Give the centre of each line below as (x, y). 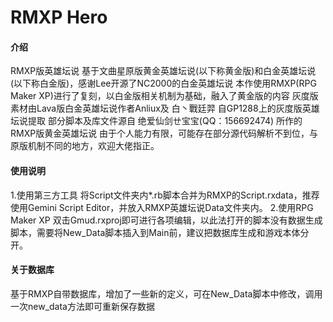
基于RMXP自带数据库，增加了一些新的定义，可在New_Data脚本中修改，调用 (166, 293)
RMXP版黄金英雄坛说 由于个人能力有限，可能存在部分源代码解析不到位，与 (164, 133)
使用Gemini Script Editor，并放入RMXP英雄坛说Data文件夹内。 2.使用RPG (162, 207)
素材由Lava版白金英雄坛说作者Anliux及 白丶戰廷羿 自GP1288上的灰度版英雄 (165, 108)
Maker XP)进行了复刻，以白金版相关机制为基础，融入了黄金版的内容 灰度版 (164, 96)
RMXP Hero (59, 17)
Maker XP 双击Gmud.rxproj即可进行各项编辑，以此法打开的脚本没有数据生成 (166, 220)
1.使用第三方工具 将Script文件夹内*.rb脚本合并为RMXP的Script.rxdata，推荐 (165, 195)
